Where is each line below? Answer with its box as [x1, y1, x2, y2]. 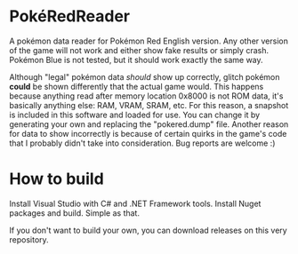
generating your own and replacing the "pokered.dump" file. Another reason [9, 118, 289, 130]
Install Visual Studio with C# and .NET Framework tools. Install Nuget [9, 198, 262, 209]
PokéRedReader [9, 6, 131, 27]
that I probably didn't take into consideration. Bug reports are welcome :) [9, 138, 276, 148]
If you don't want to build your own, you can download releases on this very [9, 225, 287, 235]
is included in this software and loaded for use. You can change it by [9, 109, 261, 120]
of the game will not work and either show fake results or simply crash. [9, 44, 270, 55]
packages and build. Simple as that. [9, 207, 141, 218]
